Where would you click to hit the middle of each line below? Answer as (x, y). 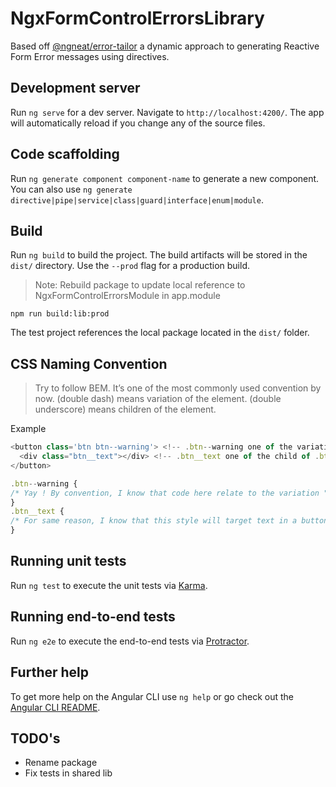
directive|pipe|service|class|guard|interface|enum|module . (137, 199)
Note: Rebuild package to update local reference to (140, 285)
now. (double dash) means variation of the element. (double (158, 399)
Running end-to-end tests (93, 617)
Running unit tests (68, 561)
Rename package (61, 763)
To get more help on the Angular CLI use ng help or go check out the (152, 696)
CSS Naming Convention (89, 363)
